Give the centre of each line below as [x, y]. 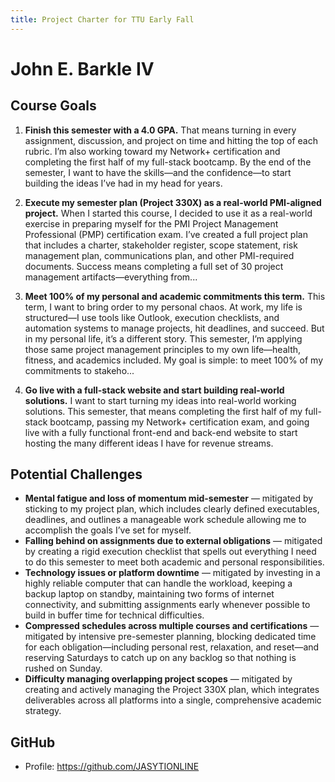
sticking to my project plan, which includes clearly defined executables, [172, 509]
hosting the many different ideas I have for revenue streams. [149, 443]
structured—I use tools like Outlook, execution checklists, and [152, 317]
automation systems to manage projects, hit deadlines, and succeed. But [174, 328]
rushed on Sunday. [63, 668]
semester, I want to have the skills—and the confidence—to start [158, 172]
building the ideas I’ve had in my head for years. [123, 183]
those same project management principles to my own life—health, [163, 349]
